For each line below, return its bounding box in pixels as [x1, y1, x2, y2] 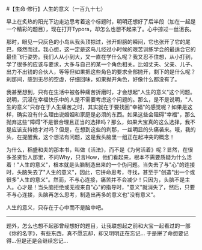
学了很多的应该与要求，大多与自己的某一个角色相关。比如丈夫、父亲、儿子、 [6, 61, 196, 68]
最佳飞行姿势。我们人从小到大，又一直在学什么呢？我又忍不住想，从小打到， [6, 53, 196, 60]
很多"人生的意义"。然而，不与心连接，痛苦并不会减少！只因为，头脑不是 [6, 176, 185, 183]
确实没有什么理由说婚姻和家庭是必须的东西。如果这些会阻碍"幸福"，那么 [16, 111, 196, 118]
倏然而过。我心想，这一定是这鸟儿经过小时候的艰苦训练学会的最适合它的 [16, 46, 196, 53]
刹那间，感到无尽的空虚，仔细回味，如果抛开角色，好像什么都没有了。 [6, 76, 180, 83]
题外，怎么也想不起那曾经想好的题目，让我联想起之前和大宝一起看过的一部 [6, 222, 191, 229]
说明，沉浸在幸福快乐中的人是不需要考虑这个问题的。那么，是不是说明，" [6, 96, 188, 103]
